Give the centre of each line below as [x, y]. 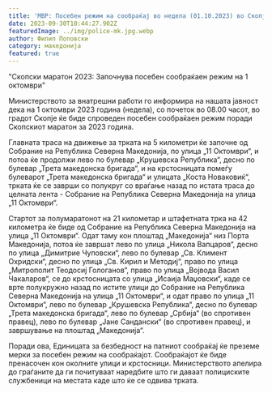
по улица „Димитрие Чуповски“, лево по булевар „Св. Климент [118, 253]
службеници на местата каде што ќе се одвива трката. [104, 380]
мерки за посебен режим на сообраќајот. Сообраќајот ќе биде [117, 355]
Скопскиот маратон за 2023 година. [71, 127]
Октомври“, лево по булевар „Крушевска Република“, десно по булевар [133, 304]
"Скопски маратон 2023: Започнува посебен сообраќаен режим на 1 [128, 77]
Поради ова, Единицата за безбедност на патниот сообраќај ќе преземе [134, 346]
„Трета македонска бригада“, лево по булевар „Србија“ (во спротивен [130, 313]
